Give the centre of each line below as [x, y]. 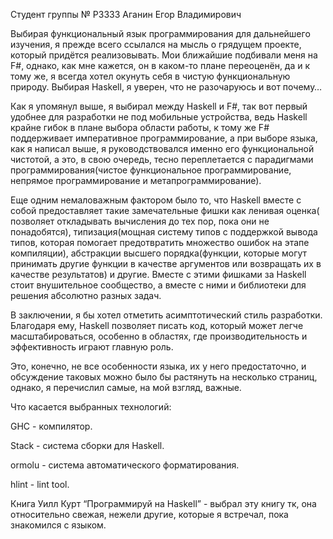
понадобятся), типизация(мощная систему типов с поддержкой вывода [164, 232]
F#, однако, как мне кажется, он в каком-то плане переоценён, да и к [160, 65]
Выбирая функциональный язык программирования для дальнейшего [160, 33]
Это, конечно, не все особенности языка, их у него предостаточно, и [158, 366]
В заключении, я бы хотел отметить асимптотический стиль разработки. [166, 315]
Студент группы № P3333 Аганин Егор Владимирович [126, 14]
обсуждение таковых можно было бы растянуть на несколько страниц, [164, 377]
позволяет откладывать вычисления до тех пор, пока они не [140, 221]
